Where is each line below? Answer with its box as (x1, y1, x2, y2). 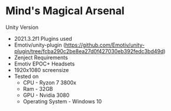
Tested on (14, 73, 39, 80)
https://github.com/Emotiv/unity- (65, 41, 145, 48)
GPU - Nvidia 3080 (22, 92, 70, 99)
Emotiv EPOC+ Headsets (14, 60, 75, 67)
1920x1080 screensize (14, 66, 69, 73)
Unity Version (5, 24, 39, 31)
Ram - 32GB (22, 85, 53, 92)
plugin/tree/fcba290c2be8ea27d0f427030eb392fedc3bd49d (14, 47, 164, 54)
